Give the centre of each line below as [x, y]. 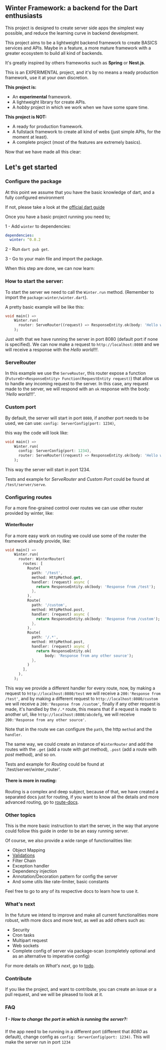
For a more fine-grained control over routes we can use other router [74, 508]
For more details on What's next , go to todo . [50, 965]
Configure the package [33, 182]
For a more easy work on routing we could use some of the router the [76, 536]
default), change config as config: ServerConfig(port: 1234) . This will [77, 1037]
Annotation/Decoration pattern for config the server [65, 876]
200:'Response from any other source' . [46, 720]
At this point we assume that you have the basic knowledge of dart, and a [80, 192]
